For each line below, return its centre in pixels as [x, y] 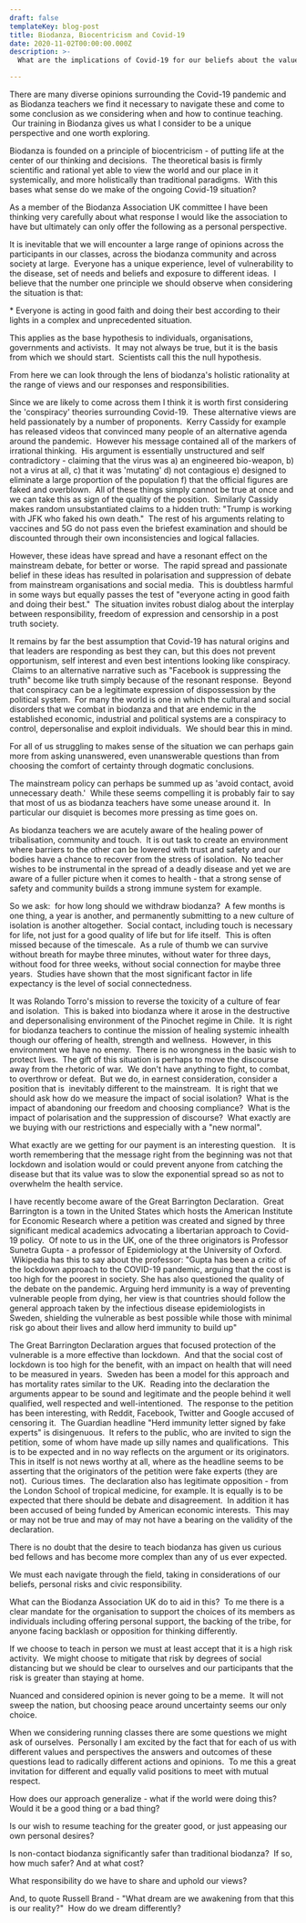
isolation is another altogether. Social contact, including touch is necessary [151, 925]
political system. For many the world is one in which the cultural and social [150, 700]
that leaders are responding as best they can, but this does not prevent [143, 651]
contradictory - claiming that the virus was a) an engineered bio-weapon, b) [152, 460]
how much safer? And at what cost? [76, 1863]
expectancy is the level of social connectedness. [101, 983]
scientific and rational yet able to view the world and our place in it [134, 170]
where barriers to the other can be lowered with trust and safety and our [145, 849]
